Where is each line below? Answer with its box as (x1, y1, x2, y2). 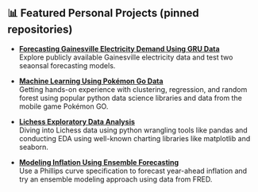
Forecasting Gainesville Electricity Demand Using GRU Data (18, 44, 220, 53)
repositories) (7, 23, 73, 36)
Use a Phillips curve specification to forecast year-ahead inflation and (18, 166, 248, 175)
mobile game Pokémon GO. (18, 102, 109, 111)
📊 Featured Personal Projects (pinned (7, 6, 199, 20)
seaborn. (18, 142, 49, 152)
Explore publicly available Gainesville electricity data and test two (18, 52, 233, 62)
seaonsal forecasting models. (18, 60, 116, 70)
